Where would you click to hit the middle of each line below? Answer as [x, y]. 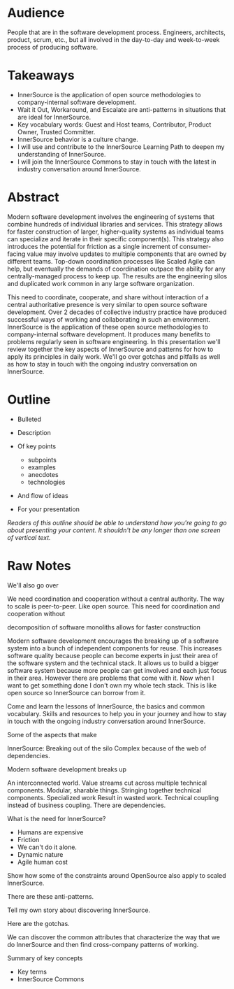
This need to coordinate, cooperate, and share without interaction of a [108, 297]
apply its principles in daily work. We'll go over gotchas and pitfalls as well [114, 356]
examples [42, 467]
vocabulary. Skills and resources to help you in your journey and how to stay [117, 713]
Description [34, 432]
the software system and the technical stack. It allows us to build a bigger [113, 663]
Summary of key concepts [45, 958]
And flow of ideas [43, 495]
